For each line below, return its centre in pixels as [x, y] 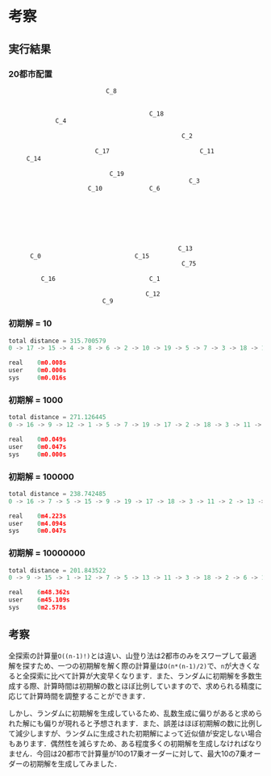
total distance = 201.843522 [57, 570]
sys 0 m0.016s [38, 378]
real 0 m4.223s [38, 516]
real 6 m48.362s [39, 593]
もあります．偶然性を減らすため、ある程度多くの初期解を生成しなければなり [135, 743]
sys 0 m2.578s [38, 608]
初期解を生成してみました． [75, 763]
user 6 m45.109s [39, 600]
